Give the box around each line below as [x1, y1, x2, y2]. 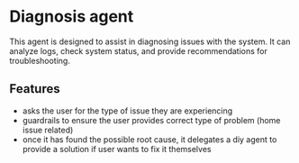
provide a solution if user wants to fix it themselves [22, 143, 212, 154]
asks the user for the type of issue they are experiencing [22, 105, 233, 116]
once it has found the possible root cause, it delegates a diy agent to [22, 133, 277, 145]
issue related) [22, 124, 74, 135]
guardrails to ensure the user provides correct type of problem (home [22, 114, 281, 125]
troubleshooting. [9, 55, 70, 66]
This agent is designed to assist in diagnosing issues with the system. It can [9, 36, 291, 47]
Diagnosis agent [9, 6, 134, 27]
